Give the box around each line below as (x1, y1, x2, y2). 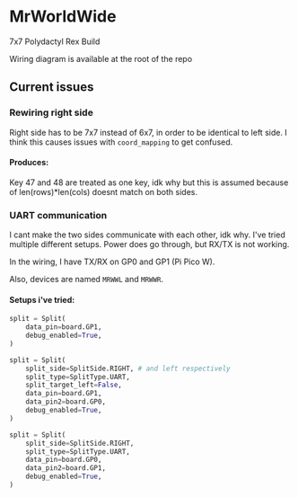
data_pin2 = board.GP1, (25, 464, 106, 473)
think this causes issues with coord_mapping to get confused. (9, 137, 233, 147)
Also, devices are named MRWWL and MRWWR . (9, 274, 164, 285)
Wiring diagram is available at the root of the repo (9, 53, 193, 64)
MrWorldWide (9, 6, 117, 27)
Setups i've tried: (9, 294, 75, 305)
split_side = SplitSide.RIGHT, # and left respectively (25, 364, 231, 373)
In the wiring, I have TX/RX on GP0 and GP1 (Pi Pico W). (9, 256, 215, 267)
